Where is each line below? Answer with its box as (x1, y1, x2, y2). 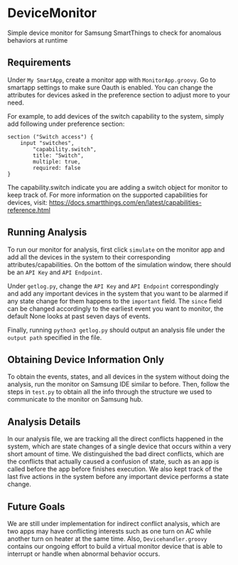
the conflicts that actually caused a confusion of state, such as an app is (7, 457, 220, 466)
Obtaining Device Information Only (7, 353, 165, 365)
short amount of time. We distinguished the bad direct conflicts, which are (7, 450, 225, 458)
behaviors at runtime (7, 36, 68, 44)
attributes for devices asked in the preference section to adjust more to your (7, 90, 231, 99)
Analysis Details (7, 416, 81, 428)
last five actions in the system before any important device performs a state (7, 473, 229, 481)
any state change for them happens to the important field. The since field (7, 296, 222, 305)
